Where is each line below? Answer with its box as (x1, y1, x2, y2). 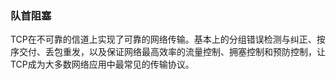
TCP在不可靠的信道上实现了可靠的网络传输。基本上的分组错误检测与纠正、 (10, 33, 317, 46)
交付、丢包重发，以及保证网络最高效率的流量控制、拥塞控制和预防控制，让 (18, 46, 326, 58)
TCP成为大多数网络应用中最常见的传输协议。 (10, 58, 195, 71)
